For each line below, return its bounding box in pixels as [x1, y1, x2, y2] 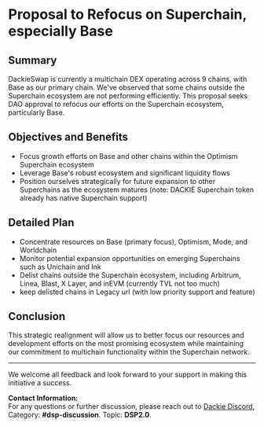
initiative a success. [8, 378, 72, 388]
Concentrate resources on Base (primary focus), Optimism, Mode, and [19, 237, 248, 246]
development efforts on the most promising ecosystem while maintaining [8, 339, 244, 348]
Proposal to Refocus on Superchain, [8, 6, 247, 24]
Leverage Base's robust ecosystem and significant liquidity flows [19, 167, 230, 178]
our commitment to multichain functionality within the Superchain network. [8, 348, 250, 357]
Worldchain [19, 245, 57, 255]
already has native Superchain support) [19, 193, 148, 202]
